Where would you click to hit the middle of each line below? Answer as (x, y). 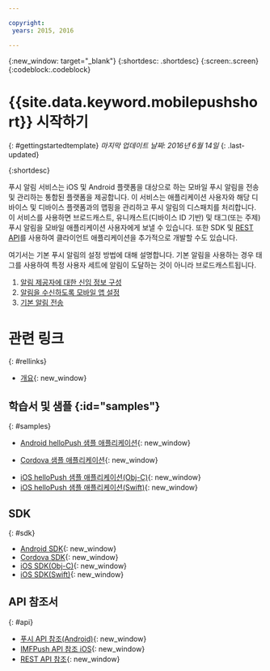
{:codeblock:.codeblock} (50, 69)
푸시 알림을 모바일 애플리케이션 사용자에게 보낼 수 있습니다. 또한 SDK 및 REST (131, 228)
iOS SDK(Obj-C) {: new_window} (74, 566)
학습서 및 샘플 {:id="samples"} (84, 406)
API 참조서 (34, 602)
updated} (24, 155)
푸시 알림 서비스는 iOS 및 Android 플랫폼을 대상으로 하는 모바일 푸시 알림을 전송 (134, 187)
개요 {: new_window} (53, 378)
